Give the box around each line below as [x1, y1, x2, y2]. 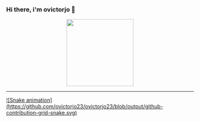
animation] [26, 96, 52, 104]
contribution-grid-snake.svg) [6, 110, 77, 117]
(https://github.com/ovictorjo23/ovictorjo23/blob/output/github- [6, 103, 164, 110]
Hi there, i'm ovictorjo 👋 [6, 5, 76, 14]
